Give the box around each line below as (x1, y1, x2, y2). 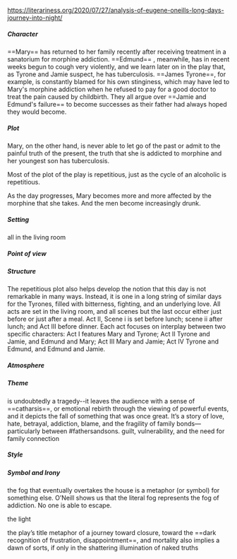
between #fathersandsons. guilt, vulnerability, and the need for (42, 427, 225, 435)
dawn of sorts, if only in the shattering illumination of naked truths (7, 543, 199, 552)
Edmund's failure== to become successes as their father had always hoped (7, 100, 227, 108)
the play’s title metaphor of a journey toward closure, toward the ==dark (7, 528, 217, 536)
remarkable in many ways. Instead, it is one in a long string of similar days (7, 293, 222, 301)
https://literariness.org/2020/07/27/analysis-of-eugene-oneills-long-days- (7, 6, 224, 14)
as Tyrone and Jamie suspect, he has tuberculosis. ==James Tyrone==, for (7, 70, 226, 78)
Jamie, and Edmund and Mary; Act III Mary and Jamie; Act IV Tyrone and (7, 337, 219, 346)
